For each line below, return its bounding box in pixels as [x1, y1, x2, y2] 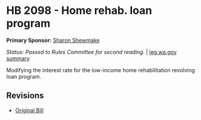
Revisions [6, 90, 44, 101]
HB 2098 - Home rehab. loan [6, 4, 153, 18]
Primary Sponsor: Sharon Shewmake [6, 36, 100, 44]
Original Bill [15, 107, 44, 114]
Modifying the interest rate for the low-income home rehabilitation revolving [6, 66, 196, 73]
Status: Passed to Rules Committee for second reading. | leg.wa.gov [6, 48, 177, 55]
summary [6, 55, 30, 62]
